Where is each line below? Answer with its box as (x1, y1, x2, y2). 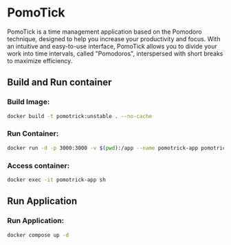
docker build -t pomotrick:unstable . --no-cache (7, 113, 153, 119)
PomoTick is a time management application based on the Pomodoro (7, 27, 202, 36)
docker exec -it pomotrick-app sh (7, 176, 107, 183)
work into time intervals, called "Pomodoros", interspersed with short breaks (7, 49, 223, 58)
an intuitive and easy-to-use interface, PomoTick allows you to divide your (7, 42, 218, 50)
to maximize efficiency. (7, 56, 73, 65)
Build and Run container (7, 77, 112, 89)
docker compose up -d (7, 231, 69, 238)
